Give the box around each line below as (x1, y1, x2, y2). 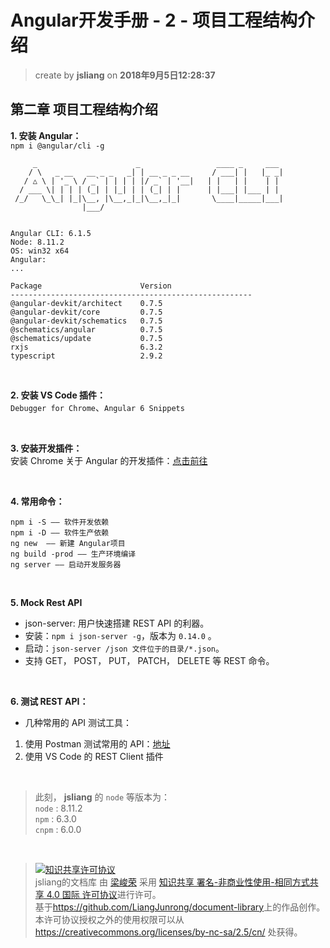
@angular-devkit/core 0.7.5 (10, 307, 163, 317)
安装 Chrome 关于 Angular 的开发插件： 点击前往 (10, 454, 208, 466)
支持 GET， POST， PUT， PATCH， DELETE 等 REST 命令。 (24, 654, 275, 666)
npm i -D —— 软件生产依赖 (10, 527, 110, 538)
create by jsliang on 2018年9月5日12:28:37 (34, 69, 216, 81)
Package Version (10, 281, 172, 291)
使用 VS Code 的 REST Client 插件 (24, 750, 164, 762)
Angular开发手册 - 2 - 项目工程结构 (10, 9, 298, 32)
